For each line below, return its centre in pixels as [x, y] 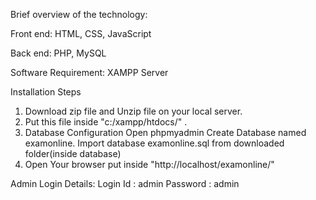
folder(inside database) [73, 153]
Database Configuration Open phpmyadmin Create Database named [165, 132]
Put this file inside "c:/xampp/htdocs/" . [106, 122]
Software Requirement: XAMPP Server [89, 72]
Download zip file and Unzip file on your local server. [133, 111]
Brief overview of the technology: [79, 14]
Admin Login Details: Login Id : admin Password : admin [125, 183]
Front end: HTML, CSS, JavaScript [81, 33]
